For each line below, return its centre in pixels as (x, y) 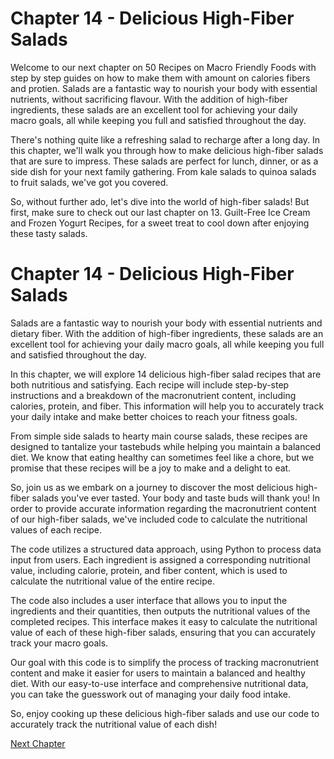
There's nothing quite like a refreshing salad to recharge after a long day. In (165, 139)
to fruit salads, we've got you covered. (89, 182)
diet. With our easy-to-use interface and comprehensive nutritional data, (159, 683)
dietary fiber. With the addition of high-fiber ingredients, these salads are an (167, 333)
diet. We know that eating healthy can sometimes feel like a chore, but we (162, 457)
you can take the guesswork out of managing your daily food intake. (150, 694)
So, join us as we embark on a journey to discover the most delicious (152, 487)
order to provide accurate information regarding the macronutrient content (163, 508)
